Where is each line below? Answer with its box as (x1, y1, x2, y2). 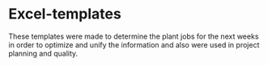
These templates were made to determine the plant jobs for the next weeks (8, 31, 259, 41)
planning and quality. (8, 48, 79, 58)
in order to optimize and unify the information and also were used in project (8, 39, 260, 49)
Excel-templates (8, 5, 121, 23)
